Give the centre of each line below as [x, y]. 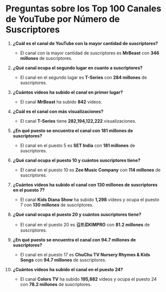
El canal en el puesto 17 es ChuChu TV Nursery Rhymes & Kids [85, 254]
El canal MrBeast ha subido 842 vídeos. [61, 101]
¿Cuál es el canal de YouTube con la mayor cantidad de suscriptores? [85, 43]
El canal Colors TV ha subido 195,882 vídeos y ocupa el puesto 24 [88, 279]
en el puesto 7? [29, 190]
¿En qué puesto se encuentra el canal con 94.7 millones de [74, 240]
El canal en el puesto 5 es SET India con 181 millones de [78, 145]
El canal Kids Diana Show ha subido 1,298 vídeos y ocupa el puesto [90, 199]
